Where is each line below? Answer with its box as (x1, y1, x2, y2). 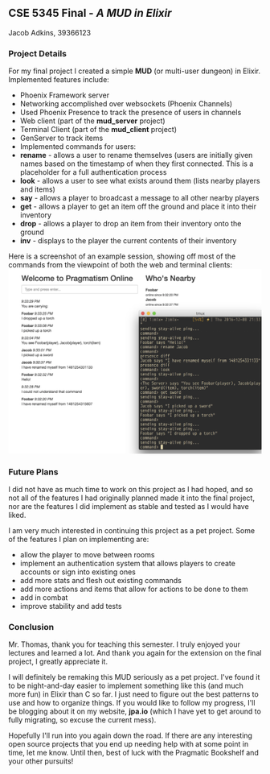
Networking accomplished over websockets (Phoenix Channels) (19, 99, 233, 109)
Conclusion (8, 622, 55, 632)
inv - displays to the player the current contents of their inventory (19, 236, 237, 246)
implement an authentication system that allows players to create (19, 559, 235, 569)
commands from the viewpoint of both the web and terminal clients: (8, 260, 233, 270)
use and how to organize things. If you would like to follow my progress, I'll (8, 698, 256, 708)
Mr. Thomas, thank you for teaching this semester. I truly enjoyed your (8, 639, 241, 649)
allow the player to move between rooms (19, 550, 155, 560)
